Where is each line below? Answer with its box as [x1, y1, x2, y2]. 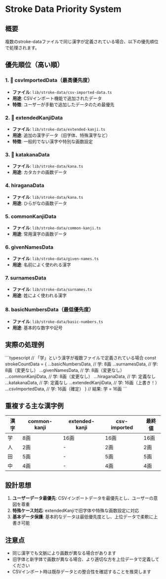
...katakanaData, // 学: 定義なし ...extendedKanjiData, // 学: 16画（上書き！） [5, 379, 160, 385]
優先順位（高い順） [5, 61, 64, 69]
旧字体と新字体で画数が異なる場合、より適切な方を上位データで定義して [12, 556, 160, 562]
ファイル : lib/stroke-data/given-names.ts [12, 256, 99, 262]
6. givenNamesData [5, 243, 53, 250]
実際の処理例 [5, 341, 44, 349]
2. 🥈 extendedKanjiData [5, 114, 63, 121]
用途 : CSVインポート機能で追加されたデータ [12, 95, 102, 101]
